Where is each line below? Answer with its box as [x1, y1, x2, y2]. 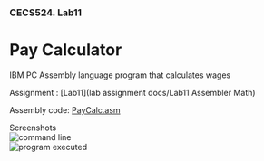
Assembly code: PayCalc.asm [9, 104, 121, 115]
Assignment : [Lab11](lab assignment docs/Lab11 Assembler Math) [9, 87, 256, 98]
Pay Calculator [9, 40, 122, 61]
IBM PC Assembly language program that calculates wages [9, 70, 231, 80]
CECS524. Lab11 [9, 6, 83, 19]
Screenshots [9, 122, 57, 133]
